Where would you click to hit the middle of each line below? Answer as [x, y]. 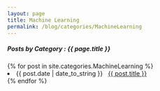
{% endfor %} [27, 81]
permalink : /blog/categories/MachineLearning [74, 26]
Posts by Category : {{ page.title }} [59, 49]
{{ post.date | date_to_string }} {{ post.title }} [82, 74]
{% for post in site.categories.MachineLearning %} [80, 66]
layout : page [26, 14]
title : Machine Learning [43, 20]
